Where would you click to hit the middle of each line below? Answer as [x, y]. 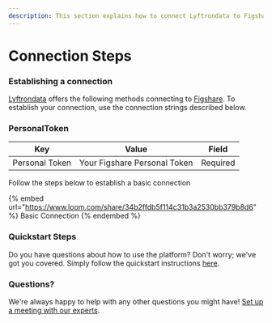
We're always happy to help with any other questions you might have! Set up [136, 302]
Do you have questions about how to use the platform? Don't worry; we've [132, 254]
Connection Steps [70, 55]
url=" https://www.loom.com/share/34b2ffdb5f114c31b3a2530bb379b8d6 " [133, 207]
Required [218, 163]
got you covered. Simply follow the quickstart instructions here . [114, 263]
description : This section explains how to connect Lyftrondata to [125, 16]
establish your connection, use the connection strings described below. [127, 108]
